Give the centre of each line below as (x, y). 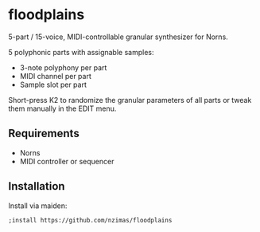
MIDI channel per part (55, 76)
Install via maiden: (38, 206)
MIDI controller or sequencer (67, 161)
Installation (37, 186)
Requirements (44, 134)
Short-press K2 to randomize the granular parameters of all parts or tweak (130, 100)
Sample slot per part (53, 85)
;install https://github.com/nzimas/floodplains (90, 220)
